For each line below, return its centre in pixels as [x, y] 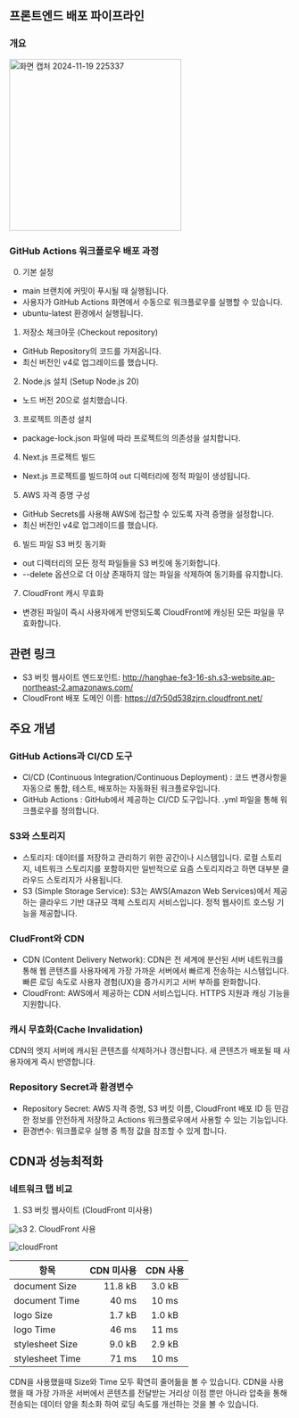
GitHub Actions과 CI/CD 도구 [71, 757]
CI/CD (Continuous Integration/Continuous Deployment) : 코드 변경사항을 [154, 777]
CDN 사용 [165, 1271]
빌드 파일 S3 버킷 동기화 [64, 543]
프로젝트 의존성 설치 [57, 419]
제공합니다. [58, 913]
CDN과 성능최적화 [56, 1161]
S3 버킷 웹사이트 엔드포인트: [71, 677]
